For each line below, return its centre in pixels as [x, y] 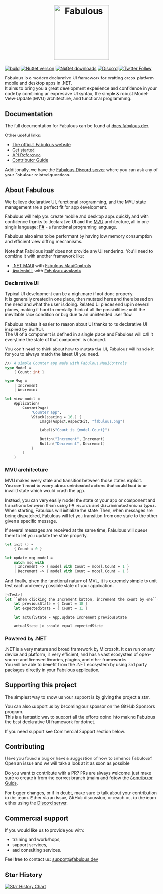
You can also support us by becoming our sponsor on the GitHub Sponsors [80, 706]
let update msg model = [29, 558]
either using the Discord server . [36, 803]
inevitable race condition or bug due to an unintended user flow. [69, 314]
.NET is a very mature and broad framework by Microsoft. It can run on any [80, 649]
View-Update [18, 98]
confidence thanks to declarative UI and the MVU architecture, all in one [77, 221]
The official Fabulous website [41, 144]
